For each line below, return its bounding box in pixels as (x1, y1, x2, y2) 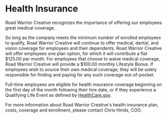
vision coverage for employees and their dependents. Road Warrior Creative (5, 45, 162, 51)
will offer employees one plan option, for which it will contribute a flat (5, 50, 147, 56)
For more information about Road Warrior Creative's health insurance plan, (5, 101, 159, 107)
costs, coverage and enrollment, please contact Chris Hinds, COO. (5, 107, 142, 113)
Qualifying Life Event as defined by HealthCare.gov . (5, 92, 111, 98)
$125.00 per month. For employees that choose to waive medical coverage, (5, 55, 160, 61)
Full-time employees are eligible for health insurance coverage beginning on (5, 81, 162, 87)
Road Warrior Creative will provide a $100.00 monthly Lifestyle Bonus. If (5, 61, 153, 67)
